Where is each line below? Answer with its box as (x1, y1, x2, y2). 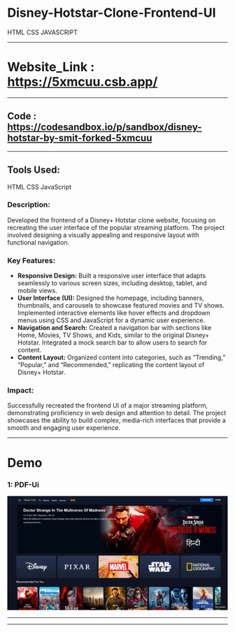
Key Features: (7, 255, 56, 265)
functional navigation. (7, 238, 70, 246)
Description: (7, 200, 50, 210)
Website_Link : (7, 59, 95, 75)
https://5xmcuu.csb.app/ (7, 74, 158, 90)
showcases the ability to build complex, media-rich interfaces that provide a (7, 416, 226, 424)
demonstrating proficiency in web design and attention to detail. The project (7, 409, 227, 417)
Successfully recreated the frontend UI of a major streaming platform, (7, 401, 208, 410)
